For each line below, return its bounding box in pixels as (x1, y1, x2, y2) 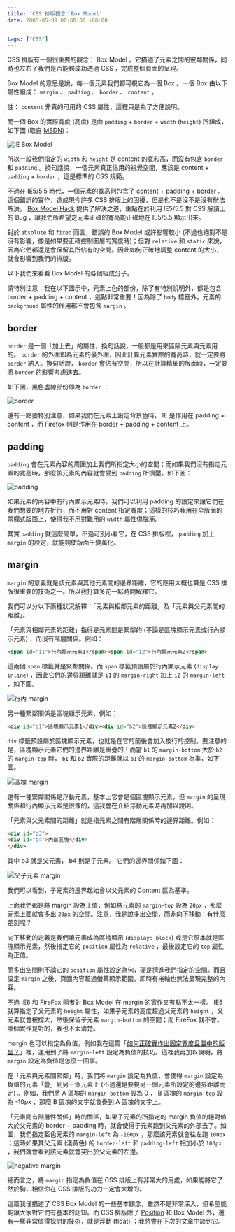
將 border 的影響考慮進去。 (7, 368, 85, 376)
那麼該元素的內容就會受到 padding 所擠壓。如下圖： (43, 469, 192, 477)
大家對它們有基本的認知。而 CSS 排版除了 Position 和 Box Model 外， (19, 1208, 219, 1217)
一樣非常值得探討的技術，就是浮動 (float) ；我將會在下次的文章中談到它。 (13, 1217, 225, 1226)
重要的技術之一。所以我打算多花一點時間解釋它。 (19, 587, 161, 595)
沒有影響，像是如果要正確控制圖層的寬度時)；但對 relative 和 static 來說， (7, 237, 226, 245)
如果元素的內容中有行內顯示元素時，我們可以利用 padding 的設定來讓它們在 (7, 497, 225, 506)
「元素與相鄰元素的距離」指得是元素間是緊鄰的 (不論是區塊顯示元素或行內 (7, 625, 220, 633)
